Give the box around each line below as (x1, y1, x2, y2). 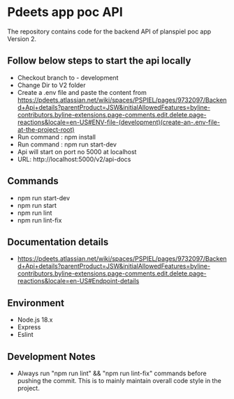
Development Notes (7, 350, 96, 363)
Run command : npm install (17, 133, 96, 141)
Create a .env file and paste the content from (17, 88, 147, 96)
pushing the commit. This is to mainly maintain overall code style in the (17, 377, 221, 384)
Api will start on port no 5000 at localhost (17, 147, 137, 156)
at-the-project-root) (17, 125, 75, 133)
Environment (7, 297, 65, 309)
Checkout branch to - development (17, 73, 119, 82)
